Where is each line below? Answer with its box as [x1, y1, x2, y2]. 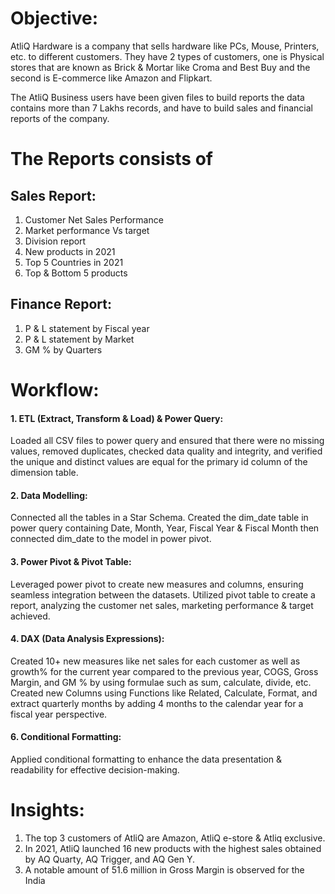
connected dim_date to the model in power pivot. [10, 533, 212, 545]
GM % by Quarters [24, 343, 103, 356]
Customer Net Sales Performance [24, 213, 164, 226]
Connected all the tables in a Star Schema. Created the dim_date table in [10, 512, 309, 524]
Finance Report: [10, 296, 113, 313]
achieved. [10, 610, 51, 622]
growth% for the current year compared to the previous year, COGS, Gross [10, 665, 319, 677]
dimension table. [10, 467, 79, 479]
